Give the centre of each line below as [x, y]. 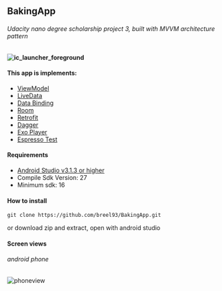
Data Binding [35, 103]
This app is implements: [42, 73]
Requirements [28, 155]
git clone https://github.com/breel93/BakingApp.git [84, 216]
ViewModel [33, 88]
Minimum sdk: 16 [41, 185]
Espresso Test [37, 139]
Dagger [28, 125]
